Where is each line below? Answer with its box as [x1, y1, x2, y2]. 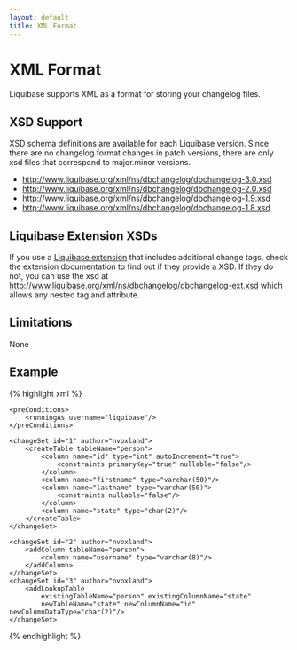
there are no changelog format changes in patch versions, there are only [9, 147, 274, 158]
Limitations [9, 315, 73, 330]
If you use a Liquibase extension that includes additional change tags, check [9, 252, 288, 263]
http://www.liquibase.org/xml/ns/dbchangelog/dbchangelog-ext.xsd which [9, 281, 283, 291]
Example [9, 365, 59, 380]
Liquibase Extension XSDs [9, 228, 158, 243]
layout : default [9, 12, 69, 22]
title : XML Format [9, 21, 77, 30]
